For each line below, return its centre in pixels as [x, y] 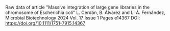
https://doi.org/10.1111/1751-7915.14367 [45, 23]
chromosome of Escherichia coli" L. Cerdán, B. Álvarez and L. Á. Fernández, [85, 12]
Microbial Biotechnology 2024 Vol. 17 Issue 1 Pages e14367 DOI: [73, 18]
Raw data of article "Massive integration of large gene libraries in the [77, 7]
